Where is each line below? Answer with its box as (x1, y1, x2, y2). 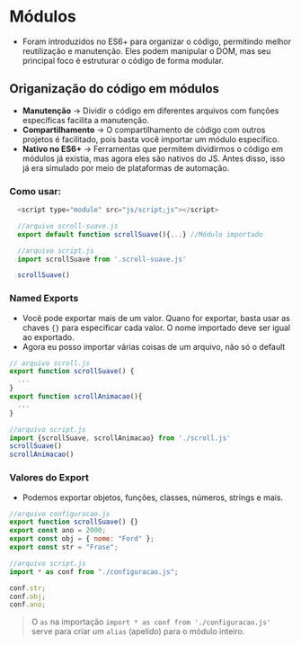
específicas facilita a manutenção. (22, 114, 150, 125)
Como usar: (9, 184, 61, 197)
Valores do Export (9, 471, 90, 484)
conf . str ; (9, 583, 47, 593)
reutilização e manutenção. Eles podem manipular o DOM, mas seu (22, 45, 271, 56)
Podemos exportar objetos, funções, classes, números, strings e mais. (22, 492, 284, 503)
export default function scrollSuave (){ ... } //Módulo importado (17, 229, 263, 239)
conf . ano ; (9, 600, 47, 609)
